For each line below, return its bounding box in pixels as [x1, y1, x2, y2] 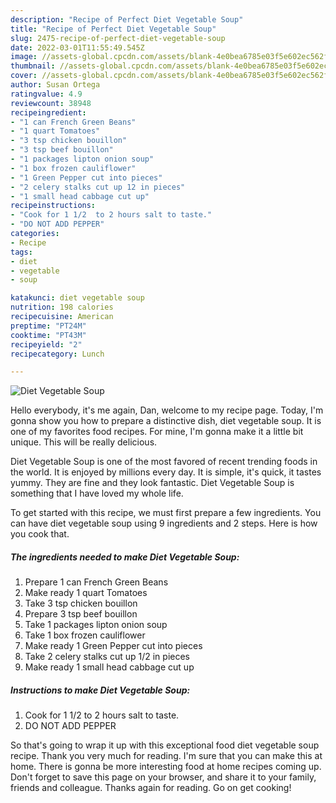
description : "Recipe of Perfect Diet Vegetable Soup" [10, 14, 244, 25]
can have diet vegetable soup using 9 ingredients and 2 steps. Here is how [10, 517, 318, 530]
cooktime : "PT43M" [10, 330, 87, 340]
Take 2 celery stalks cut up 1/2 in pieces [24, 651, 190, 663]
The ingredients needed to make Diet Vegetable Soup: [10, 551, 240, 563]
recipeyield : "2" [10, 339, 83, 350]
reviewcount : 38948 [10, 98, 92, 108]
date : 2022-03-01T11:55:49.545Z [10, 42, 145, 53]
